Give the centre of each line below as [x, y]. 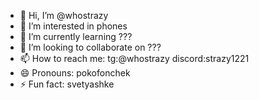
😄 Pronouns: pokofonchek [75, 73]
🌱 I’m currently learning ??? [76, 36]
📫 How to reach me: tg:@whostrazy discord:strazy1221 [134, 58]
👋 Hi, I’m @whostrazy [64, 15]
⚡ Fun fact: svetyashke [67, 84]
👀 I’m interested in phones [73, 26]
